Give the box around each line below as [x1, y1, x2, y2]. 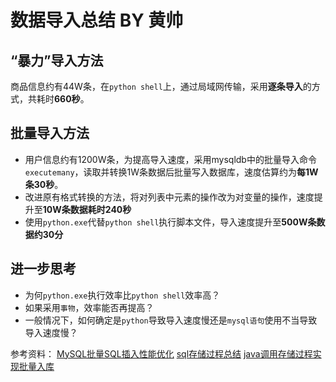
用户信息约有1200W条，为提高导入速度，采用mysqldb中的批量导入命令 [24, 153, 317, 165]
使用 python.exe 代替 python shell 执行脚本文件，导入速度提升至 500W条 [24, 216, 317, 228]
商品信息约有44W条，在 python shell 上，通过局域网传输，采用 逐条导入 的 [10, 81, 312, 92]
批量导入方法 [10, 125, 90, 142]
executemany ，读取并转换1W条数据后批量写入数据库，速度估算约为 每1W [24, 166, 319, 178]
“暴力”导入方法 [10, 52, 104, 69]
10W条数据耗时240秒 [42, 203, 132, 215]
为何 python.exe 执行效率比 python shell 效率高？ [24, 289, 221, 301]
